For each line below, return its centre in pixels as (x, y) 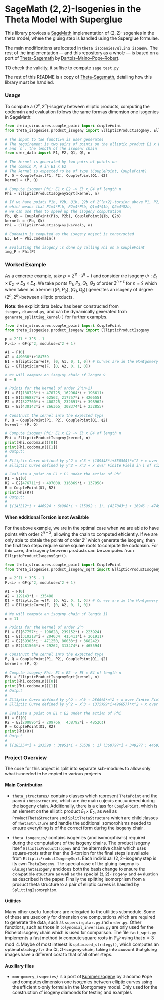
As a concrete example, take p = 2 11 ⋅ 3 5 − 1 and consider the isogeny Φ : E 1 (81, 276)
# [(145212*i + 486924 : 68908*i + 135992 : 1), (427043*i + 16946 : (77, 506)
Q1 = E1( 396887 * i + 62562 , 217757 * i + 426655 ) (53, 398)
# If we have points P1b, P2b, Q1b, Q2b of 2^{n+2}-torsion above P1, (78, 202)
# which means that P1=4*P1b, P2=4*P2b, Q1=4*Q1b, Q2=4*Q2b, (69, 207)
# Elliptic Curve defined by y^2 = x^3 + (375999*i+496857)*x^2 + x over (82, 704)
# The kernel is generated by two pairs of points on (61, 162)
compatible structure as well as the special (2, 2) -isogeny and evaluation (85, 874)
